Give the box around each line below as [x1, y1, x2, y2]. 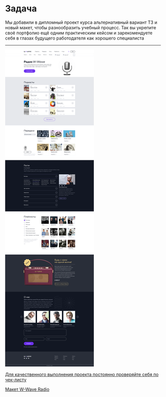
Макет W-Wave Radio [5, 386, 49, 392]
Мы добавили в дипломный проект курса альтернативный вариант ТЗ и [5, 19, 157, 25]
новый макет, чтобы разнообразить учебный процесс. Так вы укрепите [5, 24, 157, 30]
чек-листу [5, 377, 27, 383]
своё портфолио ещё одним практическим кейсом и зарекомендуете [5, 30, 153, 36]
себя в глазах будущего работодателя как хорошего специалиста [5, 35, 144, 41]
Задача [5, 3, 37, 14]
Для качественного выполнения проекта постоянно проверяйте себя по [5, 371, 159, 377]
